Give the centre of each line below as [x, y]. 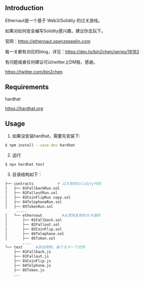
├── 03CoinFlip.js [32, 261]
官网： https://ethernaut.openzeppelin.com [48, 41]
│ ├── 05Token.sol [30, 238]
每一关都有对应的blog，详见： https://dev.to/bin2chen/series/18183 [72, 51]
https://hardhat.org [24, 108]
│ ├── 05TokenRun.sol [29, 206]
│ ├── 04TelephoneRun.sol [34, 202]
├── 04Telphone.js [32, 265]
